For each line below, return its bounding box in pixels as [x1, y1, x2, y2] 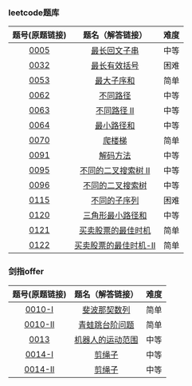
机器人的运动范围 [74, 334, 139, 345]
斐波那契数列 [82, 304, 131, 315]
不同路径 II [95, 105, 135, 117]
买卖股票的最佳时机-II [74, 240, 156, 251]
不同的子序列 [91, 195, 139, 206]
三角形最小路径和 [83, 210, 147, 221]
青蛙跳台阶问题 [78, 319, 135, 330]
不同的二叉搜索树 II [79, 165, 151, 177]
